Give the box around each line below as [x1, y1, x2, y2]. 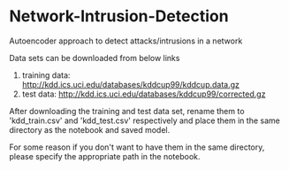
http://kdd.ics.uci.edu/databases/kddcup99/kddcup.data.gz [21, 79, 240, 89]
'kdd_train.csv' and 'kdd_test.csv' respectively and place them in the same [9, 115, 280, 126]
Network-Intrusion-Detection [9, 6, 229, 27]
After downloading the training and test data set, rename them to [9, 105, 245, 116]
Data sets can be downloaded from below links [9, 52, 180, 63]
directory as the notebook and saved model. [9, 124, 171, 135]
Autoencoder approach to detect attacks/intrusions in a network [9, 35, 243, 46]
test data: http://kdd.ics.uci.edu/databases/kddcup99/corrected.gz [21, 89, 266, 99]
